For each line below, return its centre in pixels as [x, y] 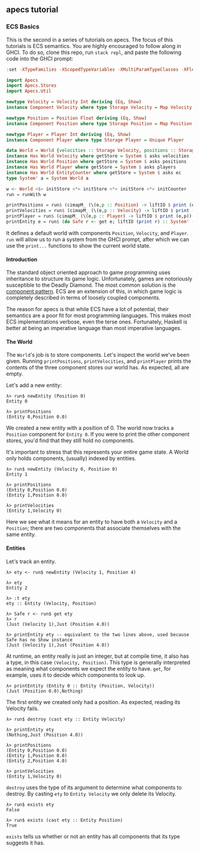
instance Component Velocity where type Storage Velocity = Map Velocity [99, 107]
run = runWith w [26, 194]
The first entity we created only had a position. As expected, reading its [93, 702]
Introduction [22, 259]
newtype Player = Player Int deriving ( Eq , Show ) [69, 134]
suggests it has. [25, 843]
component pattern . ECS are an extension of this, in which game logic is [94, 292]
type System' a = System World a [47, 178]
